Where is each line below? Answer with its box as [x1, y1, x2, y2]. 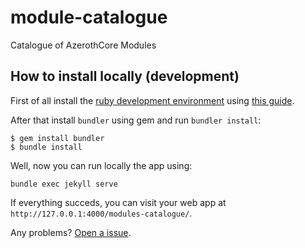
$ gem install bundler [10, 133, 105, 143]
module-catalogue [10, 6, 168, 29]
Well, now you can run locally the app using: [10, 159, 193, 171]
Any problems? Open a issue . [10, 226, 132, 238]
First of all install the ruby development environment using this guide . [10, 94, 295, 106]
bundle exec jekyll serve [10, 179, 118, 189]
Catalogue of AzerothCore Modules [10, 39, 157, 51]
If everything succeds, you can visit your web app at [10, 196, 227, 208]
